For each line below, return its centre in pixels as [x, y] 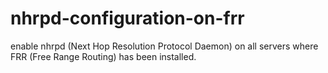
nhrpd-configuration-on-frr [127, 18]
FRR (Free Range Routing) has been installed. [103, 56]
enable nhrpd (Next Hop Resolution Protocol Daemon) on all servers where [164, 46]
